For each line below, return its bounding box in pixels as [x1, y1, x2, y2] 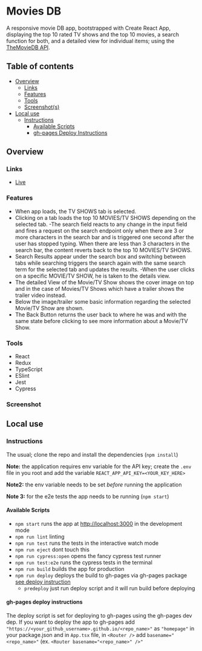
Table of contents [6, 61, 74, 72]
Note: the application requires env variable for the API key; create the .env [6, 463, 192, 470]
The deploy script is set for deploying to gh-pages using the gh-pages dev [6, 612, 192, 619]
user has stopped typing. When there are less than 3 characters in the [15, 240, 190, 247]
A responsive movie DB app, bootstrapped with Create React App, [6, 24, 171, 32]
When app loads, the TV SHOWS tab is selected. [15, 208, 137, 215]
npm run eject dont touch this [15, 545, 90, 553]
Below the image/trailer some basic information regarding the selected [15, 298, 191, 305]
